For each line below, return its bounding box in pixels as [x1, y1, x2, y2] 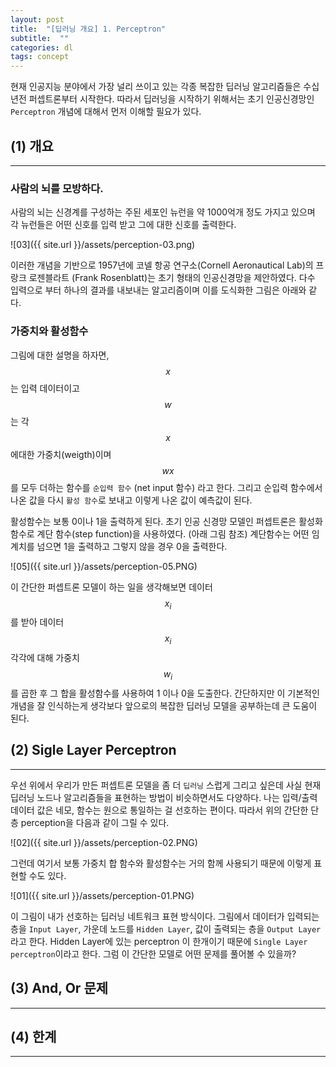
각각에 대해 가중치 [10, 652, 80, 664]
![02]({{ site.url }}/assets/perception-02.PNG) [10, 836, 198, 848]
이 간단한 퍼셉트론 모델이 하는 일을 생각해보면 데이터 [10, 581, 213, 593]
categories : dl [10, 42, 74, 53]
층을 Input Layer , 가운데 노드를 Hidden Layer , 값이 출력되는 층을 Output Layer [10, 922, 322, 935]
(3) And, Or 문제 [10, 980, 109, 997]
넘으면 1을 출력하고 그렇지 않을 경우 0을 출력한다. [36, 540, 228, 552]
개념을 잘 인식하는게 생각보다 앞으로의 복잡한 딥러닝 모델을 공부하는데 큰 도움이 [10, 699, 318, 711]
